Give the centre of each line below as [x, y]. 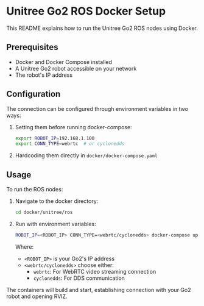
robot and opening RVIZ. [37, 296]
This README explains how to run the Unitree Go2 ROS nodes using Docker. [102, 28]
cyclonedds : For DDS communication [79, 278]
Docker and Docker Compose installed [64, 62]
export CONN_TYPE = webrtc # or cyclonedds [70, 144]
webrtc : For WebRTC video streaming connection [95, 271]
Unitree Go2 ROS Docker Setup [86, 11]
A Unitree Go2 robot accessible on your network [76, 68]
